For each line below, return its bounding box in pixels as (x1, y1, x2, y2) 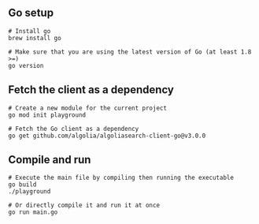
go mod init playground (8, 110, 87, 119)
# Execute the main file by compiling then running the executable (8, 174, 235, 182)
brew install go (8, 34, 61, 42)
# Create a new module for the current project (8, 104, 168, 112)
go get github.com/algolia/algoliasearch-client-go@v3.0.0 (8, 132, 206, 140)
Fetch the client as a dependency (8, 83, 175, 97)
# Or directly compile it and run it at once (8, 201, 160, 210)
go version (8, 62, 44, 69)
